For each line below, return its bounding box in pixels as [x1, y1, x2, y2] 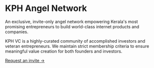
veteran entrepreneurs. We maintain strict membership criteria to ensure [5, 43, 149, 49]
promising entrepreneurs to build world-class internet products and [5, 23, 139, 29]
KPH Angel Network [5, 3, 87, 14]
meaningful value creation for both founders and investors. [5, 48, 123, 54]
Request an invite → [5, 57, 45, 63]
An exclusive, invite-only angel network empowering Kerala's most [5, 19, 138, 24]
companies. [5, 29, 29, 34]
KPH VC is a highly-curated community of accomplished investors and [5, 38, 145, 44]
